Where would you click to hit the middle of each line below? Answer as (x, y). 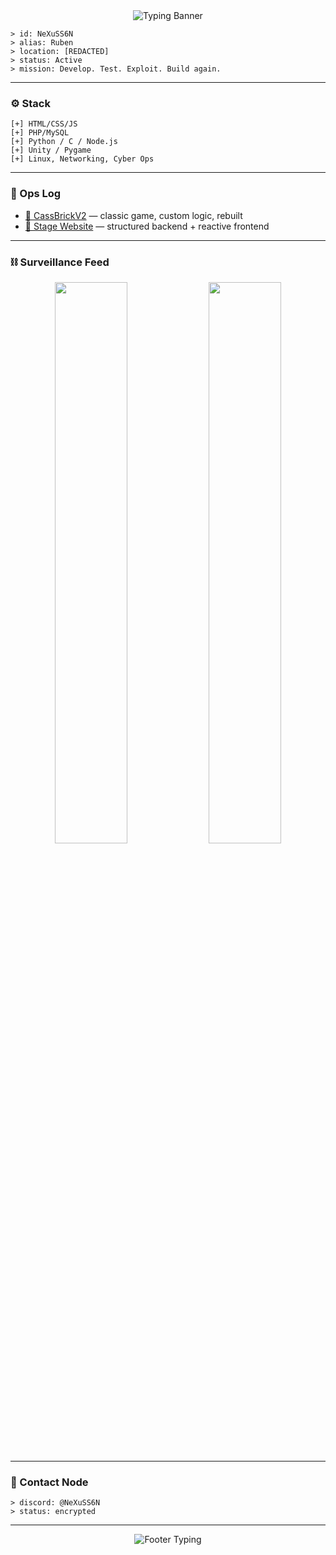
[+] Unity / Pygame (51, 150)
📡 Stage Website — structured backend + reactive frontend (147, 226)
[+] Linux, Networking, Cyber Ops (82, 159)
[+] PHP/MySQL (40, 133)
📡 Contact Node (49, 1482)
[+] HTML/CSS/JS (44, 124)
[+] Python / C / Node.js (64, 142)
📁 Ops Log (36, 194)
